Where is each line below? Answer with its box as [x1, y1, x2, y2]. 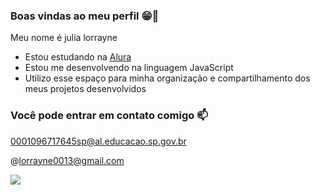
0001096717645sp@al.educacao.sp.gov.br [10, 135, 187, 147]
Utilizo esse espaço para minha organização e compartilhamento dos [24, 72, 311, 84]
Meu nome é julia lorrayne [10, 32, 118, 44]
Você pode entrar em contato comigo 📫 [10, 109, 208, 123]
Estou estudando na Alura [24, 51, 132, 63]
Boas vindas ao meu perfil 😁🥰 [10, 9, 160, 23]
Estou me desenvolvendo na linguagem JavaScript [24, 62, 234, 74]
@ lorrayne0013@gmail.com [10, 154, 125, 166]
